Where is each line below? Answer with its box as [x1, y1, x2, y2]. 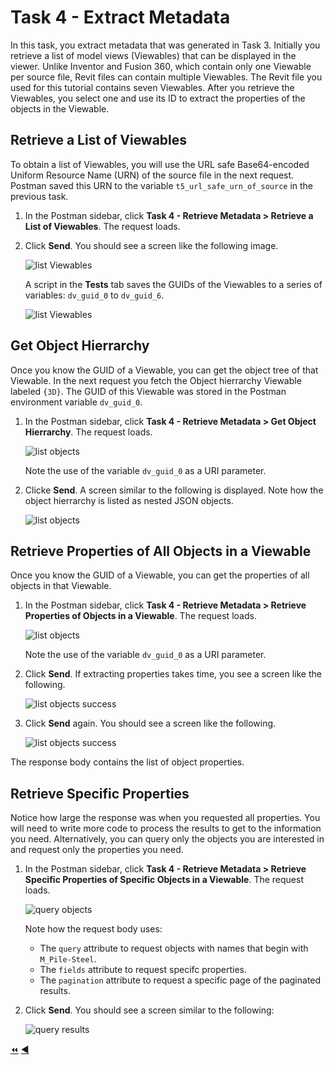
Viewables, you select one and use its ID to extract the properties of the [10, 92, 306, 104]
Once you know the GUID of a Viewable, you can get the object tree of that [10, 364, 319, 376]
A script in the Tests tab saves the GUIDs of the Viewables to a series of [24, 278, 323, 290]
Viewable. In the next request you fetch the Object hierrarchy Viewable [10, 374, 302, 386]
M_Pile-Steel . [39, 953, 97, 965]
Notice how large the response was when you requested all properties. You [10, 812, 321, 824]
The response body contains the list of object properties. [10, 756, 245, 768]
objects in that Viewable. [10, 580, 112, 592]
